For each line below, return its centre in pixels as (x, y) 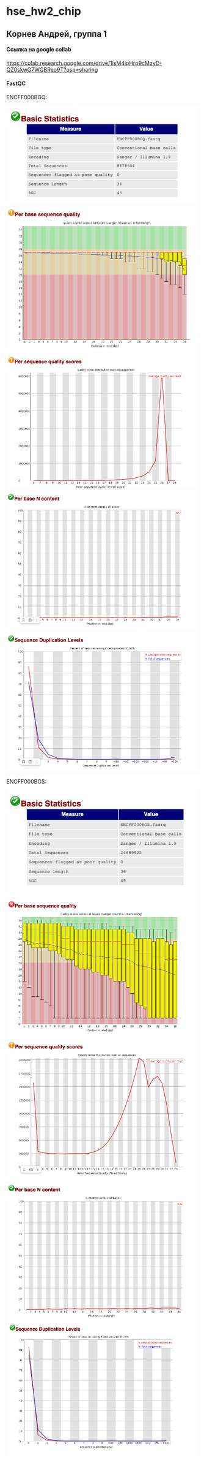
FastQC (16, 83)
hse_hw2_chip (44, 11)
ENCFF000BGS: (27, 782)
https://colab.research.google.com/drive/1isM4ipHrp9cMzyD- (84, 63)
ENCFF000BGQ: (27, 97)
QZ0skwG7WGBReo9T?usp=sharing (52, 69)
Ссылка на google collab (39, 50)
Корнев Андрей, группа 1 (56, 34)
